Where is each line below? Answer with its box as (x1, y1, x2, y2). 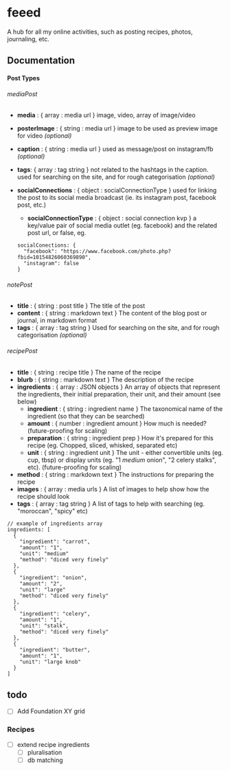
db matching (27, 756, 63, 764)
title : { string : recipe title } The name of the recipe (16, 368, 161, 376)
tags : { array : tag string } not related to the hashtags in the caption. (16, 166, 209, 174)
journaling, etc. (7, 34, 49, 43)
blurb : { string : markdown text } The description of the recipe (16, 375, 194, 383)
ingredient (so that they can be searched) (27, 412, 146, 420)
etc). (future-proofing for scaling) (27, 462, 122, 471)
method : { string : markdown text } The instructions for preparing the (16, 470, 214, 478)
